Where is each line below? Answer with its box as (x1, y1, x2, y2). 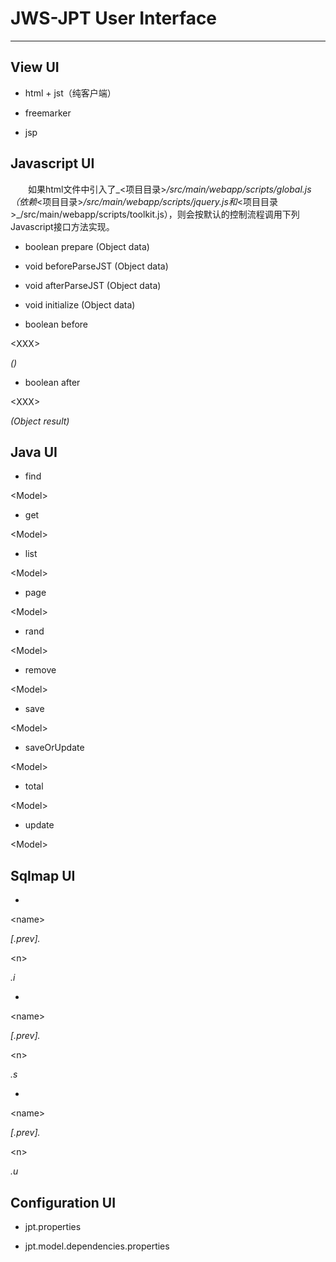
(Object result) (10, 415, 70, 427)
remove (24, 664, 57, 676)
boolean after (24, 376, 81, 388)
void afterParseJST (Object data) (24, 279, 162, 291)
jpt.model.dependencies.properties (24, 1240, 170, 1252)
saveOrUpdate (24, 742, 85, 754)
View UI (10, 59, 60, 76)
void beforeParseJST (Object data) (24, 260, 169, 272)
